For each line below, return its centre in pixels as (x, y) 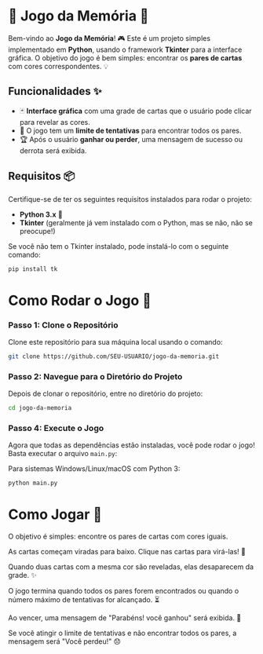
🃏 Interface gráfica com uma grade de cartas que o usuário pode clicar (136, 111)
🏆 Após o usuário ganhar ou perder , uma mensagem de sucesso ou (131, 139)
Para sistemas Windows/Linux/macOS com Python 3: (94, 469)
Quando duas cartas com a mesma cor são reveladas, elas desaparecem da (131, 567)
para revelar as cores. (55, 122)
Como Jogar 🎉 (55, 515)
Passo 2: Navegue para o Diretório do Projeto (95, 376)
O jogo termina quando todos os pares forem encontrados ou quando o (124, 591)
